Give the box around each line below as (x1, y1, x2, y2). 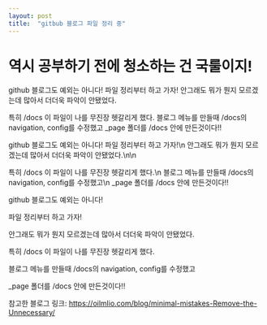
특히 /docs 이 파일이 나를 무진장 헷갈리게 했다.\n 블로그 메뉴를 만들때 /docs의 (8, 167, 254, 177)
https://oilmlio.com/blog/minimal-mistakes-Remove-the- (68, 298, 257, 309)
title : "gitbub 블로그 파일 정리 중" (8, 19, 126, 28)
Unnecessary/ (8, 308, 55, 318)
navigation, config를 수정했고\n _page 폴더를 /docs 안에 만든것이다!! (8, 178, 229, 188)
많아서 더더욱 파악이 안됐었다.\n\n (29, 150, 136, 160)
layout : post (8, 11, 53, 20)
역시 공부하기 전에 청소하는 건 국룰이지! (8, 57, 253, 76)
